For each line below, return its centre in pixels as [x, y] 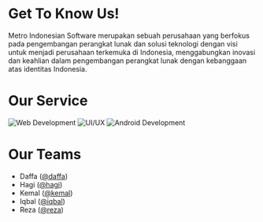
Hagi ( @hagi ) [41, 184]
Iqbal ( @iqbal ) [42, 201]
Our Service [48, 101]
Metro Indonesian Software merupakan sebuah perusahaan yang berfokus [129, 35]
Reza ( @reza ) [42, 209]
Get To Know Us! [64, 14]
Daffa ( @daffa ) [44, 176]
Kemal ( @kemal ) [46, 193]
